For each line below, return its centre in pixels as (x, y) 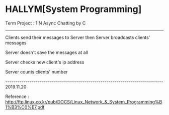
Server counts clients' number (36, 71)
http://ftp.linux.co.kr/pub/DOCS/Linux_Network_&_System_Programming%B (84, 101)
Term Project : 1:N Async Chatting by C (46, 23)
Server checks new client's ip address (45, 62)
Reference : (17, 96)
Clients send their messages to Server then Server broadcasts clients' (78, 37)
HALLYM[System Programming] (73, 9)
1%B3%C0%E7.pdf (25, 107)
